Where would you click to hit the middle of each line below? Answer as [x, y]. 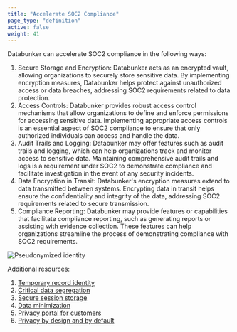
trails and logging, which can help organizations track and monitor [115, 151]
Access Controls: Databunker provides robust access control [107, 106]
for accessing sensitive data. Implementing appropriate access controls [122, 121]
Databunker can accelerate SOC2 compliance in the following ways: [107, 54]
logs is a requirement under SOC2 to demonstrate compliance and [115, 166]
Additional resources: [38, 269]
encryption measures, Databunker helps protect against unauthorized [120, 83]
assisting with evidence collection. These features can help [105, 226]
